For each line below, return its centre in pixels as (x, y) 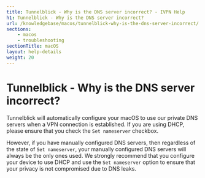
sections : (19, 29)
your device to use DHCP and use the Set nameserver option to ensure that (101, 162)
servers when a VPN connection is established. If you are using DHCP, (95, 124)
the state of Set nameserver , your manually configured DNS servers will (96, 149)
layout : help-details (34, 52)
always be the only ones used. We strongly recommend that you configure (101, 155)
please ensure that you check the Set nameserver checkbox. (82, 131)
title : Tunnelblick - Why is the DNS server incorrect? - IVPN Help (96, 12)
